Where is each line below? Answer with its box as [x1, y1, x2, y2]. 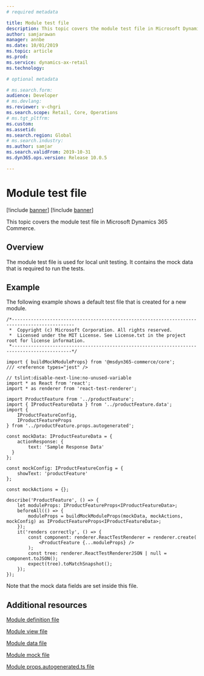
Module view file [6, 628, 48, 635]
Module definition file [6, 616, 59, 623]
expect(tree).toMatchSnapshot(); [28, 561, 113, 567]
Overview [6, 242, 44, 253]
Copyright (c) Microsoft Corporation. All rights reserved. [17, 327, 172, 333]
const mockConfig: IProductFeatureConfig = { [6, 465, 123, 471]
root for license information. [6, 338, 86, 344]
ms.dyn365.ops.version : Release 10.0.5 [6, 155, 107, 161]
